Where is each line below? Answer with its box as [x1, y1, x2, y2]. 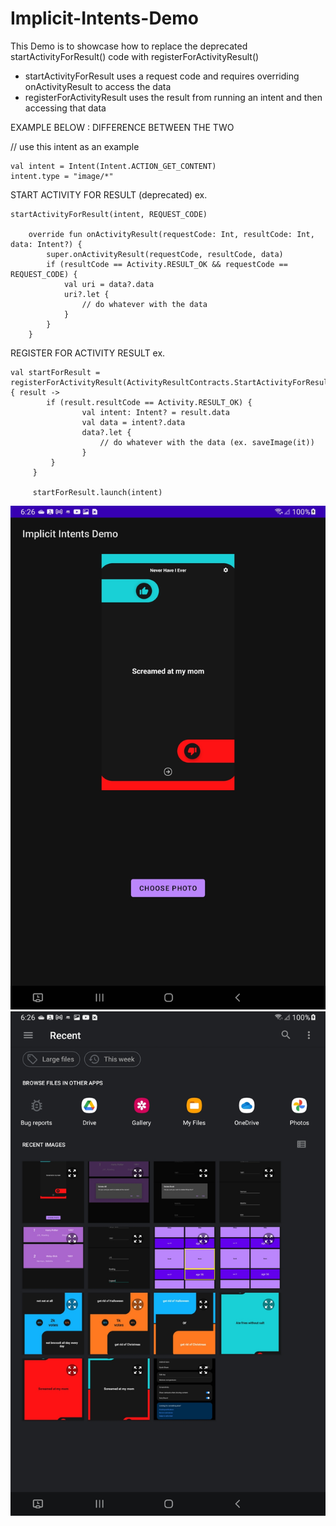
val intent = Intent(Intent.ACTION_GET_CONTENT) [10, 161, 217, 171]
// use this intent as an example [10, 140, 140, 152]
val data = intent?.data [81, 417, 186, 427]
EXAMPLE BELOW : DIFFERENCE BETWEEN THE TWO [10, 121, 235, 133]
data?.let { [81, 427, 132, 437]
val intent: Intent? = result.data [81, 407, 230, 417]
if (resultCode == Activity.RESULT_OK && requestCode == [46, 259, 288, 269]
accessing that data [24, 102, 107, 114]
